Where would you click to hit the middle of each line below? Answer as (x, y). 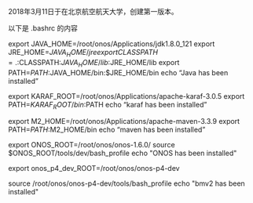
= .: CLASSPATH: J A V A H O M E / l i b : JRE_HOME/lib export (94, 63)
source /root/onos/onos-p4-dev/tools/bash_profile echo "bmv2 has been (126, 183)
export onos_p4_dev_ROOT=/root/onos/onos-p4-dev (94, 169)
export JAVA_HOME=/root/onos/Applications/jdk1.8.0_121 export (112, 44)
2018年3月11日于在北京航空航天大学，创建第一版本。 (93, 11)
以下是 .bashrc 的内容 (43, 28)
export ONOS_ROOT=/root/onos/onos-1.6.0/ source (92, 145)
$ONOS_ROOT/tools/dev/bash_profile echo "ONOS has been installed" (123, 153)
